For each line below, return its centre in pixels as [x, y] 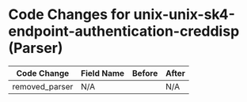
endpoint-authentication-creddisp [124, 31]
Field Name [103, 73]
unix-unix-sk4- [184, 15]
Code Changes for [69, 15]
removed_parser [43, 86]
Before [145, 73]
